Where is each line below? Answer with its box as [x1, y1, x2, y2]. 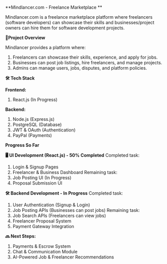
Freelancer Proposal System [12, 218, 72, 224]
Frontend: [5, 87, 27, 93]
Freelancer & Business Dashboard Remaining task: [12, 169, 118, 175]
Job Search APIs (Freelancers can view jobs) [12, 212, 106, 218]
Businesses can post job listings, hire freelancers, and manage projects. [12, 60, 162, 65]
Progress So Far [5, 142, 39, 148]
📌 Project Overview [5, 35, 45, 40]
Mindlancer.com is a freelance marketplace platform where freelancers [5, 14, 153, 20]
